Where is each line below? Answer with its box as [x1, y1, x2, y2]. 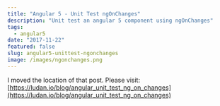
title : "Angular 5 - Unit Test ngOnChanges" [7, 10, 141, 18]
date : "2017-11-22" [7, 37, 65, 44]
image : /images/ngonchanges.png [7, 57, 103, 64]
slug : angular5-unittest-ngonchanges [7, 50, 119, 57]
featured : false [7, 43, 55, 50]
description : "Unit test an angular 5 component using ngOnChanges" [7, 17, 214, 24]
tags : [7, 23, 23, 30]
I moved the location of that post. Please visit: [7, 76, 140, 84]
